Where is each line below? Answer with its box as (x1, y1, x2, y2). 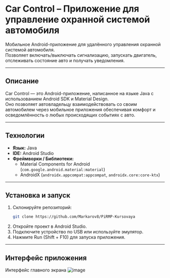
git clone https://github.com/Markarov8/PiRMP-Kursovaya (12, 214, 136, 219)
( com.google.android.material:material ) (20, 166, 105, 172)
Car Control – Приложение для (5, 3, 139, 15)
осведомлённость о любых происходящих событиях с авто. (5, 112, 136, 118)
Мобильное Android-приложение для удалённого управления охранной (5, 41, 161, 47)
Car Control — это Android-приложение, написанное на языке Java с (5, 90, 154, 96)
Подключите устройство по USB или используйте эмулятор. (12, 229, 144, 235)
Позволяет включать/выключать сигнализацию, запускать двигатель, (5, 52, 157, 58)
